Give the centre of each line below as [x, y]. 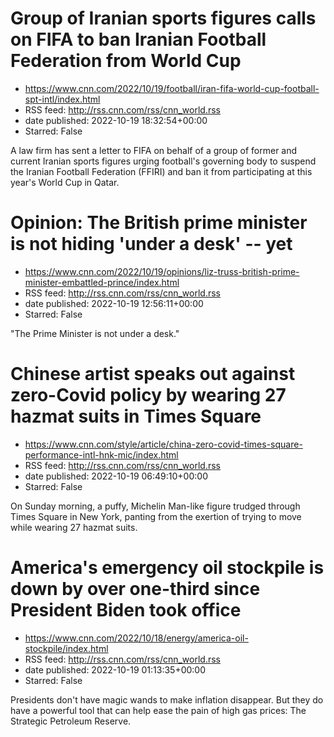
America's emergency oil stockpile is [167, 568]
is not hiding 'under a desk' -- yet [151, 244]
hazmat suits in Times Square [136, 416]
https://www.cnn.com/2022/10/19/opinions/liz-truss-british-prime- [162, 271]
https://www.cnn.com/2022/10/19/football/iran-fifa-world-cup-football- [172, 88]
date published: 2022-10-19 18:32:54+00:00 [116, 120]
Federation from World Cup [126, 61]
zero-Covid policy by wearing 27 [148, 395]
